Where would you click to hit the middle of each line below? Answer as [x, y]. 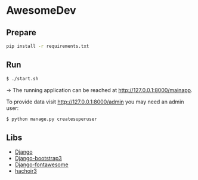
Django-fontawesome [41, 164]
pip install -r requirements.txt [48, 46]
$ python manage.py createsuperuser [52, 119]
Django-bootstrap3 [38, 158]
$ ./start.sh [22, 78]
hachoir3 [26, 171]
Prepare [21, 33]
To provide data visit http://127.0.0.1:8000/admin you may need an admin [95, 102]
